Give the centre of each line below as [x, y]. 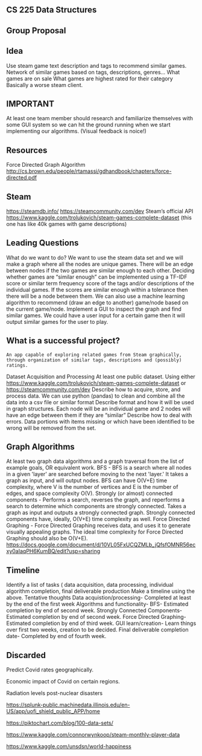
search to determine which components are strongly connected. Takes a [96, 506]
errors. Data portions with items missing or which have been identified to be [100, 421]
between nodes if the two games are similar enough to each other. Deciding [100, 270]
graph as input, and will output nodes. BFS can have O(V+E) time [87, 480]
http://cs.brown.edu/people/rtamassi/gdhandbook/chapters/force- [89, 171]
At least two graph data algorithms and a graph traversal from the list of [95, 461]
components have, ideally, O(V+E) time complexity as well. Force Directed [98, 519]
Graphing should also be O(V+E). [47, 538]
